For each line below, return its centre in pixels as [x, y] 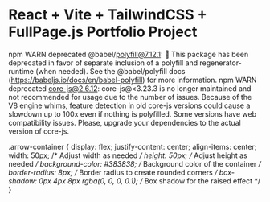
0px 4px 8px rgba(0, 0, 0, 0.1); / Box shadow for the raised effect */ [150, 181]
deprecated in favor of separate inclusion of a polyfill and [103, 63]
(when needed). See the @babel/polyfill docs [110, 71]
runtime [21, 71]
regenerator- [221, 63]
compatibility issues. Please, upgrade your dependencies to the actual [125, 122]
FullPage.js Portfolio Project [103, 32]
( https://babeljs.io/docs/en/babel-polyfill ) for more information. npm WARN [133, 80]
